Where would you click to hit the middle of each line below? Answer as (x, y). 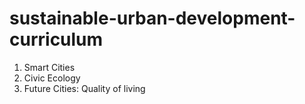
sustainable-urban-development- (152, 18)
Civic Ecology (52, 78)
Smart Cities (49, 67)
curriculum (56, 39)
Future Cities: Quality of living (84, 88)
